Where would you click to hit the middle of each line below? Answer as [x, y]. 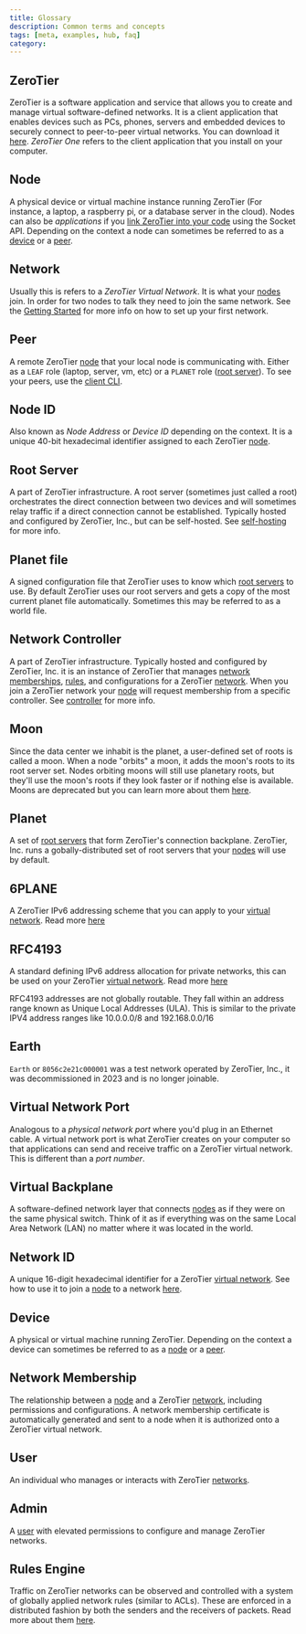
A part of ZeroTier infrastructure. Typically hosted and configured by [138, 661]
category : [28, 43]
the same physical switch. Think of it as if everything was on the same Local [153, 1219]
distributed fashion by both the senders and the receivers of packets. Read [150, 1610]
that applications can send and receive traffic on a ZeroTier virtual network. [151, 1149]
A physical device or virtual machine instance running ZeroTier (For [136, 201]
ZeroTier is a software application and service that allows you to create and [151, 102]
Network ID [42, 1257]
